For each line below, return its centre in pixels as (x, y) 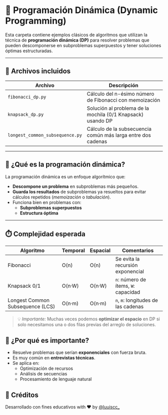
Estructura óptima (39, 213)
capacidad (128, 292)
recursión (126, 265)
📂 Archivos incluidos (38, 71)
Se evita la (127, 259)
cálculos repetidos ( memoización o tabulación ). (61, 197)
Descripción (123, 85)
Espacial (100, 251)
